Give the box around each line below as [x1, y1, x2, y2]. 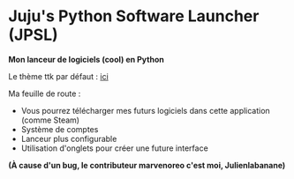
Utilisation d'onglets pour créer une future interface [20, 143, 208, 153]
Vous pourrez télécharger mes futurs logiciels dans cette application [20, 105, 270, 116]
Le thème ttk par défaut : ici [8, 71, 109, 81]
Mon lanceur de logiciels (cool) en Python [8, 54, 164, 64]
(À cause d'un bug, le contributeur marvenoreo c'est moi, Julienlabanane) [8, 160, 286, 170]
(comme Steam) [20, 115, 80, 125]
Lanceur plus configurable [20, 133, 117, 144]
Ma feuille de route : [8, 88, 81, 99]
